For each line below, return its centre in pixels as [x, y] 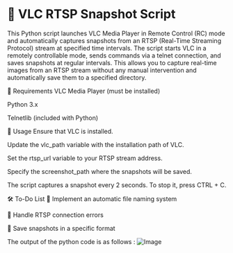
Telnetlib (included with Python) [53, 118]
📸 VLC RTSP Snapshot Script [91, 14]
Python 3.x [23, 104]
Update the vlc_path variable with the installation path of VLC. [96, 144]
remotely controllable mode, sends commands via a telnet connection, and [114, 55]
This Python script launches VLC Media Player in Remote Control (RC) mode [116, 33]
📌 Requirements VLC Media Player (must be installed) [84, 91]
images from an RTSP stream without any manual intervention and [102, 70]
